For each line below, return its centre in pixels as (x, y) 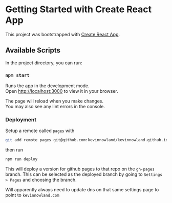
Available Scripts (33, 50)
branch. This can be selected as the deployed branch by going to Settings (84, 174)
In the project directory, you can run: (44, 63)
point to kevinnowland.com (33, 195)
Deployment (21, 119)
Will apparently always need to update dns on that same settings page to (82, 190)
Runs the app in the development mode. (47, 86)
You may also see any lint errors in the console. (55, 107)
